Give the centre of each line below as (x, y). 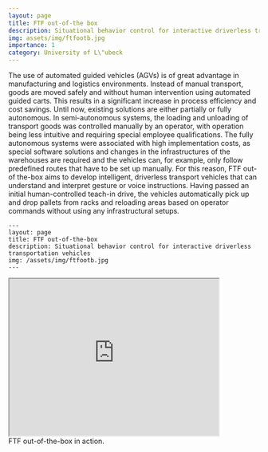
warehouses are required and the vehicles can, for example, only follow (126, 160)
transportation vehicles (49, 254)
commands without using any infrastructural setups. (94, 211)
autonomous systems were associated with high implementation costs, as (130, 143)
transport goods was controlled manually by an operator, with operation (126, 126)
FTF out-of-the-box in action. (57, 441)
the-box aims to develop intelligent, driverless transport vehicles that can (137, 177)
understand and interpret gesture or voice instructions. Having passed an (129, 185)
